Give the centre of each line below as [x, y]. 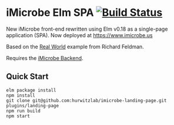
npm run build [24, 111]
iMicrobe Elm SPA [50, 13]
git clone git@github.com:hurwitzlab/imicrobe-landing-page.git [86, 100]
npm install [21, 95]
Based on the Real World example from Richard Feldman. [75, 47]
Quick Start [27, 77]
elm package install [31, 90]
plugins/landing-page [33, 106]
